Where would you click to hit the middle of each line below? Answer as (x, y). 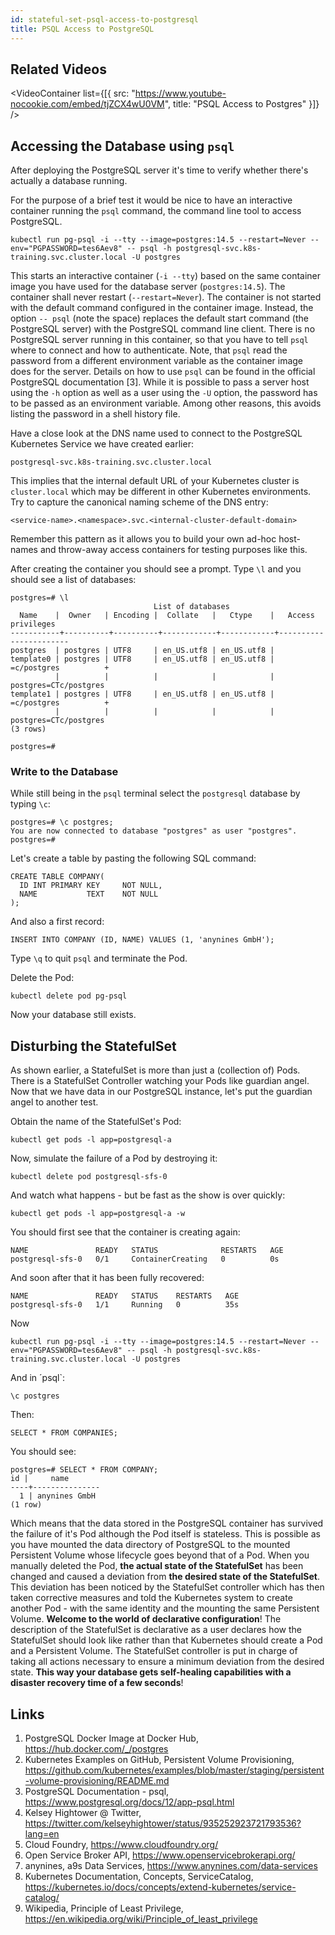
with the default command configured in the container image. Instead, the (162, 308)
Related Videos (58, 69)
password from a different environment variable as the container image (157, 361)
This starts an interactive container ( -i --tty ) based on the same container (166, 276)
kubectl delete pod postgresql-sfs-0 (89, 1177)
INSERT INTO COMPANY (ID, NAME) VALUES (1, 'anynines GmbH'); (142, 940)
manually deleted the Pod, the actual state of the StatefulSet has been (157, 1566)
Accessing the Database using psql (122, 146)
